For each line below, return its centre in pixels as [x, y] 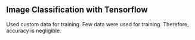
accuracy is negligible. [34, 30]
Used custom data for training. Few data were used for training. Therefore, [97, 24]
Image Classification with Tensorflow [77, 10]
